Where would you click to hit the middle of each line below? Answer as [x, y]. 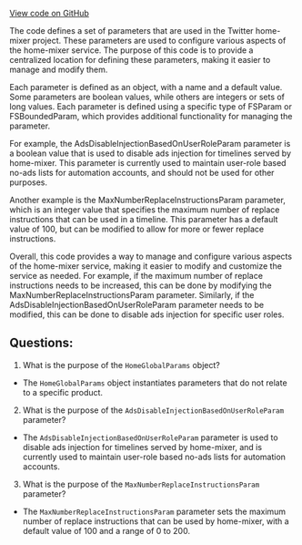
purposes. [29, 182]
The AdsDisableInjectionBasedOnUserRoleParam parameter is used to [151, 437]
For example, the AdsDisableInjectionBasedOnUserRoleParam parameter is [150, 144]
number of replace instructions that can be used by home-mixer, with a [156, 521]
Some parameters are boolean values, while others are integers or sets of [147, 97]
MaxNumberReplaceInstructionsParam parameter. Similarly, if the [132, 295]
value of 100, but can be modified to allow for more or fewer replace [137, 229]
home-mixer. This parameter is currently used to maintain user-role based [148, 163]
